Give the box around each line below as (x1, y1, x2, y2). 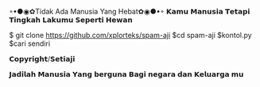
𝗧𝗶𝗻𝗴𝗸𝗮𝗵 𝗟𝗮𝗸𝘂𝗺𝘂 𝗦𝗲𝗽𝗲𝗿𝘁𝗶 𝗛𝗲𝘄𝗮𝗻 (9, 15, 134, 25)
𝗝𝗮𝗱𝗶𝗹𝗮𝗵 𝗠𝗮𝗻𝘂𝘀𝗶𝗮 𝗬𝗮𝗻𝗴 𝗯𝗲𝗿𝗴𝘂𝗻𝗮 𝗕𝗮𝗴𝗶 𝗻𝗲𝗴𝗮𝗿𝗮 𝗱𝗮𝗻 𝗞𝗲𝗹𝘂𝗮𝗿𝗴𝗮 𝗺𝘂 (9, 70, 244, 78)
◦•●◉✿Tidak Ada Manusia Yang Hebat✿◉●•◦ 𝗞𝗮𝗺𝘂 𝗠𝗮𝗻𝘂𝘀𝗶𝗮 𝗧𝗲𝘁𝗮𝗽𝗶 (9, 7, 250, 16)
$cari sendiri (9, 39, 51, 48)
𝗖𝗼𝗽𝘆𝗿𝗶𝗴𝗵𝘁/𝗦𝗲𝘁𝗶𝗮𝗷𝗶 (9, 55, 76, 63)
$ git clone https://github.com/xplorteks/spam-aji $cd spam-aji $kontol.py (9, 31, 253, 40)
